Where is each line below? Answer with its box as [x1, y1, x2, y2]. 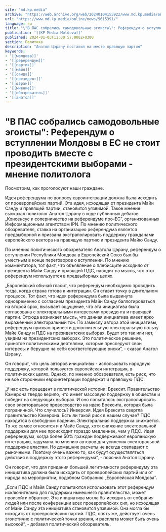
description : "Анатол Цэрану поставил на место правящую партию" [5, 44, 142, 49]
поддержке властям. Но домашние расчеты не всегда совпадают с [5, 444, 149, 450]
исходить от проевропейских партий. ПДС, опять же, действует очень [5, 511, 155, 517]
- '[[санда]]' [5, 72, 35, 77]
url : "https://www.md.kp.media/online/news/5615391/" [5, 16, 119, 21]
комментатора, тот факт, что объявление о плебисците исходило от [5, 262, 149, 268]
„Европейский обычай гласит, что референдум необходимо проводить [5, 283, 156, 289]
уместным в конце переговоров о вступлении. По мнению [5, 257, 129, 263]
